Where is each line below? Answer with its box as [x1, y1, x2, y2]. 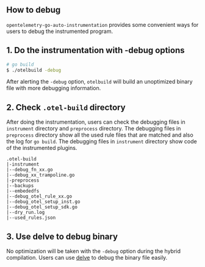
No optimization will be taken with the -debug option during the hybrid [6, 247, 181, 255]
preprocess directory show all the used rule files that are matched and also [6, 131, 193, 139]
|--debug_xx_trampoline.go [6, 172, 75, 179]
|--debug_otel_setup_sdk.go [6, 204, 78, 210]
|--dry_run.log [6, 210, 45, 216]
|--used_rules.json [6, 215, 56, 221]
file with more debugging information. [6, 85, 101, 92]
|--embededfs [6, 188, 40, 194]
